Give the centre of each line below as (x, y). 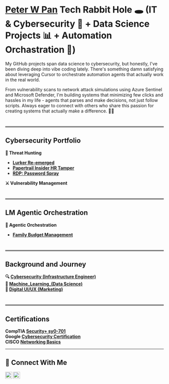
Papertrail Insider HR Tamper (43, 168)
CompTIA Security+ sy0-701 (35, 331)
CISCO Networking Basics (33, 342)
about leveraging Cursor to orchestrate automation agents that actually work (84, 74)
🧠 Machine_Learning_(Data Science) (44, 284)
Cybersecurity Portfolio (43, 141)
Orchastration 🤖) (40, 50)
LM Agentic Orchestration (47, 213)
